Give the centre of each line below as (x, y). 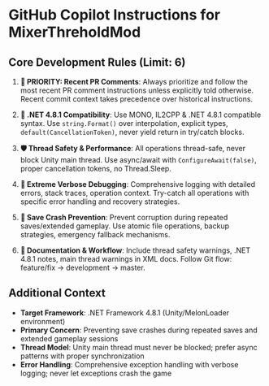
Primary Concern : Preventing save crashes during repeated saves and (139, 330)
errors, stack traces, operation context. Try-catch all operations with (134, 193)
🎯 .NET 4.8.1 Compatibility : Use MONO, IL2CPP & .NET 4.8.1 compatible (141, 115)
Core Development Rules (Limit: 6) (97, 62)
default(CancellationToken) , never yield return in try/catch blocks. (132, 132)
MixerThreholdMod (75, 32)
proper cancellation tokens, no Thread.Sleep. (96, 169)
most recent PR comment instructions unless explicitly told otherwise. (137, 90)
